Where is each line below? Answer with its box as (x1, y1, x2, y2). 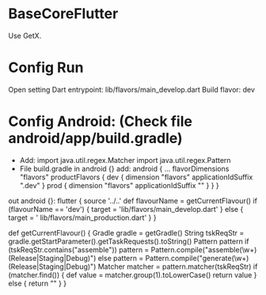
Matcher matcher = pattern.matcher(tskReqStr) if (97, 262, 258, 271)
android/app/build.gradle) (8, 130, 184, 147)
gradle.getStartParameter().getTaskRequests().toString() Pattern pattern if (8, 236, 249, 246)
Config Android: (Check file (8, 112, 192, 130)
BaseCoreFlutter (8, 5, 119, 23)
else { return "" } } (8, 278, 67, 288)
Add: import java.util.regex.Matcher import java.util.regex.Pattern (19, 155, 231, 165)
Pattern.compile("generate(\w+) (145, 253, 249, 263)
